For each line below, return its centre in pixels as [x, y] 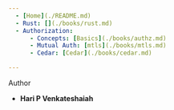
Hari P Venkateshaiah [57, 98]
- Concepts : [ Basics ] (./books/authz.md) [98, 38]
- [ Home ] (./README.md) [53, 16]
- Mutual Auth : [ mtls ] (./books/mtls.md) [98, 46]
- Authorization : [45, 31]
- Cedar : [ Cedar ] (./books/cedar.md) [91, 53]
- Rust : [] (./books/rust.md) [64, 23]
